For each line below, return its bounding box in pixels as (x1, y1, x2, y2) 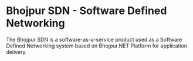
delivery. (6, 48, 28, 55)
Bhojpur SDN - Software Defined (6, 4, 167, 18)
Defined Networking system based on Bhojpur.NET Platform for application (6, 42, 188, 49)
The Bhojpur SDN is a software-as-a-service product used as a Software (6, 36, 182, 43)
